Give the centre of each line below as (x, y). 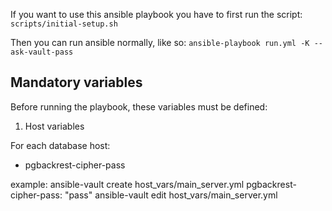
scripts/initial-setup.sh (64, 24)
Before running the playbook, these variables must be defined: (139, 106)
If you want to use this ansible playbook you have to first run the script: (156, 14)
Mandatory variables (76, 82)
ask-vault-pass (42, 52)
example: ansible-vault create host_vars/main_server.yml (127, 184)
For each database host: (60, 145)
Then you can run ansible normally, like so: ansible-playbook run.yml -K (160, 42)
